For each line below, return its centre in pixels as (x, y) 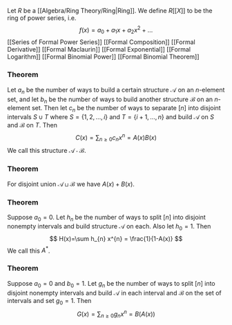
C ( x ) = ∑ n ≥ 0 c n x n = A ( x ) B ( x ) (116, 138)
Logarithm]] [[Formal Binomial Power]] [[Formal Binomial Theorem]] (103, 57)
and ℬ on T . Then (32, 125)
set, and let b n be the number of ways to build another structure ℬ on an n (113, 100)
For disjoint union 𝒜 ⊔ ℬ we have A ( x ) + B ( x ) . (71, 184)
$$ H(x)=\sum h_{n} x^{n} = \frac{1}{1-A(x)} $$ (116, 238)
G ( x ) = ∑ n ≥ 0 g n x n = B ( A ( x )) (116, 314)
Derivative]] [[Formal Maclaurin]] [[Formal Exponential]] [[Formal (99, 50)
